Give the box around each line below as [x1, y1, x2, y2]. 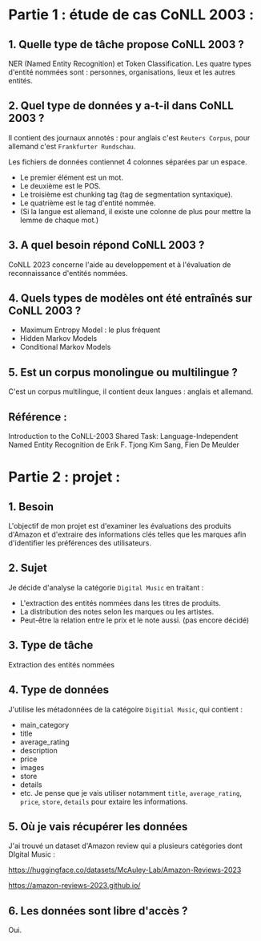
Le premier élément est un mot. [19, 172, 124, 182]
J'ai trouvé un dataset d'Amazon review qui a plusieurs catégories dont [8, 841, 243, 851]
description [19, 745, 58, 755]
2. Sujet [8, 562, 48, 575]
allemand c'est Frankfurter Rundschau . [8, 141, 136, 151]
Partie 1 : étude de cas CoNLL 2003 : [8, 6, 255, 24]
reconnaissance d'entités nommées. [8, 268, 128, 278]
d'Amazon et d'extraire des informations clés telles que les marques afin [8, 529, 247, 539]
